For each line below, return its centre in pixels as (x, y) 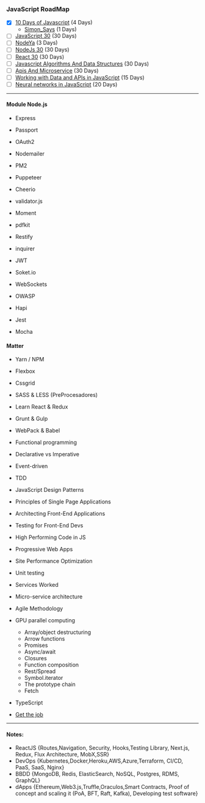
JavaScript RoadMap (38, 9)
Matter (15, 345)
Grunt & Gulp (31, 419)
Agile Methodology (39, 609)
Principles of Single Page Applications (63, 502)
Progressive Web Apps (44, 549)
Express (25, 118)
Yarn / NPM (30, 360)
